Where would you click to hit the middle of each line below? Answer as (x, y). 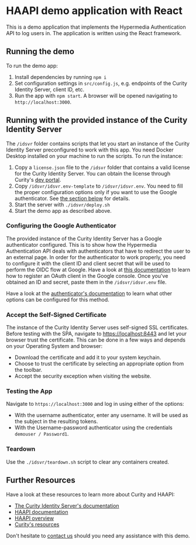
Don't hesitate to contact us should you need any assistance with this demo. (98, 536)
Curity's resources (37, 524)
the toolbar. (28, 370)
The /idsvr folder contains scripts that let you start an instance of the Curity (98, 143)
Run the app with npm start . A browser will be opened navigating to (96, 95)
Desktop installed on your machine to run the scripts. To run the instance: (94, 156)
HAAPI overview (34, 518)
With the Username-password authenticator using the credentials (93, 427)
